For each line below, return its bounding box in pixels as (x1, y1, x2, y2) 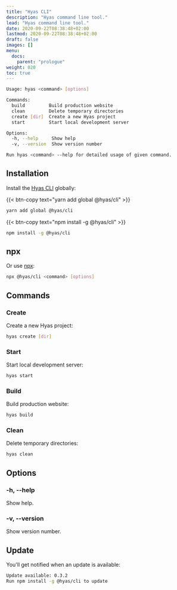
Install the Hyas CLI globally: (6, 184, 76, 191)
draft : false (6, 36, 39, 42)
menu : (6, 48, 20, 54)
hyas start (6, 373, 33, 379)
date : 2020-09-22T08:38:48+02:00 (6, 25, 89, 32)
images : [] (6, 42, 33, 48)
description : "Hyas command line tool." (6, 14, 108, 20)
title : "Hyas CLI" (6, 8, 52, 15)
